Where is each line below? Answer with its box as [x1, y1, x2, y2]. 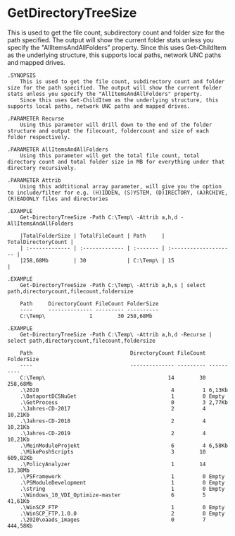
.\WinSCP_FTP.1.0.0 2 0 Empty [20, 510, 225, 517]
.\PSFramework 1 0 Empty [20, 473, 225, 480]
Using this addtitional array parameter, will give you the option [20, 183, 222, 190]
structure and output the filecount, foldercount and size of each [7, 127, 210, 135]
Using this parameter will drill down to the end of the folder [20, 121, 212, 128]
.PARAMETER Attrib [7, 176, 61, 184]
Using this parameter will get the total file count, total [20, 152, 200, 159]
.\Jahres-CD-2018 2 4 [20, 418, 206, 425]
